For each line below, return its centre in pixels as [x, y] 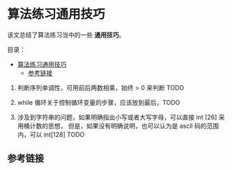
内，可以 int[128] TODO [51, 134]
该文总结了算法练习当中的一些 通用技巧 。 [66, 35]
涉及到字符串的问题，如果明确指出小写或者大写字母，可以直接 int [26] [117, 117]
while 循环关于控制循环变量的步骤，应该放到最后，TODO [99, 102]
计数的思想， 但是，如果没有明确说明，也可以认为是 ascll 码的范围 [124, 126]
